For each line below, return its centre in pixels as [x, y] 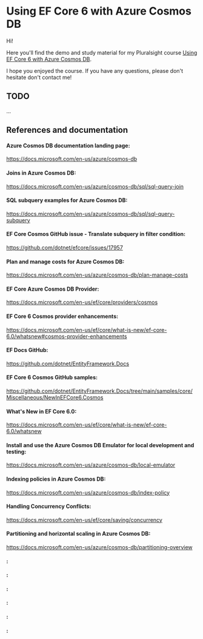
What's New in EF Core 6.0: [42, 411]
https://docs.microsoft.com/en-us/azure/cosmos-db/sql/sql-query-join [95, 186]
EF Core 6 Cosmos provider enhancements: [62, 316]
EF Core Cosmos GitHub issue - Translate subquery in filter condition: [96, 234]
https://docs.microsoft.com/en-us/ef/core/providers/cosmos [82, 302]
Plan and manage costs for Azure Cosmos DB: [65, 262]
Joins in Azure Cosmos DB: [41, 173]
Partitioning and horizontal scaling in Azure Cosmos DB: [78, 534]
